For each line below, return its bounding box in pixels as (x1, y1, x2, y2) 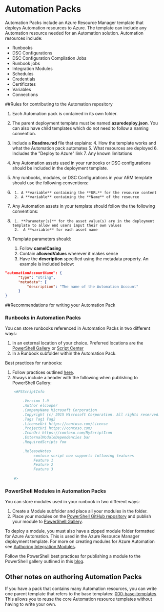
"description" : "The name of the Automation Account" (26, 284, 139, 289)
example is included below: (19, 261, 75, 267)
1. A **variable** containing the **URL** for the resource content (14, 190, 157, 195)
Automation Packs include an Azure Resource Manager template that (5, 20, 144, 25)
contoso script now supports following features (33, 453, 134, 458)
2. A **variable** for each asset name (14, 227, 98, 232)
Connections (12, 92, 38, 98)
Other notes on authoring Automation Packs (5, 572, 142, 581)
